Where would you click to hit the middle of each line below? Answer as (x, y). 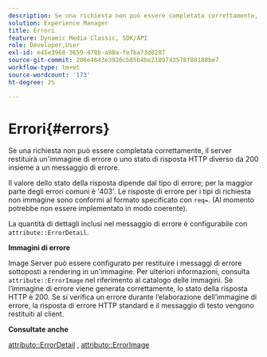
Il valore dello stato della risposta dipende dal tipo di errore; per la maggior (131, 183)
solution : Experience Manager (59, 23)
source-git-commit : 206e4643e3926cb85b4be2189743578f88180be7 (114, 61)
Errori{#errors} (59, 129)
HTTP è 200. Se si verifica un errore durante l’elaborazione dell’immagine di (133, 297)
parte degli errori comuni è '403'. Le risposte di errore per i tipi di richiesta (130, 191)
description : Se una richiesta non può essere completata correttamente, (133, 16)
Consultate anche (39, 330)
